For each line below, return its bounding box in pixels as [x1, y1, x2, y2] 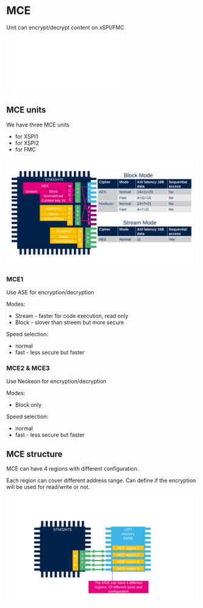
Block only [15, 401, 42, 409]
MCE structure [6, 449, 63, 459]
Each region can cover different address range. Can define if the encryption [6, 477, 196, 484]
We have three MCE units [6, 121, 70, 128]
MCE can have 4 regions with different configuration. [6, 465, 139, 472]
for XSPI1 [15, 133, 38, 140]
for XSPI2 [15, 139, 40, 147]
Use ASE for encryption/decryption [6, 289, 94, 296]
